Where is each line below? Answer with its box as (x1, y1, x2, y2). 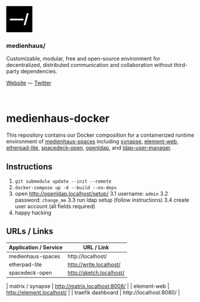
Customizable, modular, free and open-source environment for (6, 55, 161, 62)
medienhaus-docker (6, 112, 110, 125)
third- (174, 61, 188, 69)
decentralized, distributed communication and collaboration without (6, 61, 173, 69)
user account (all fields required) (14, 203, 96, 210)
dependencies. (20, 68, 58, 75)
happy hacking (14, 209, 52, 217)
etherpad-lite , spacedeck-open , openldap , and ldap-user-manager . (6, 144, 172, 152)
